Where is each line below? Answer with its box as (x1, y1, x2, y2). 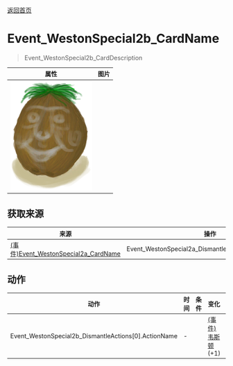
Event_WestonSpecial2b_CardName (7, 31, 220, 46)
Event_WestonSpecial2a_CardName (18, 249, 121, 258)
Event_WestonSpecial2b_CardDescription (24, 53, 143, 62)
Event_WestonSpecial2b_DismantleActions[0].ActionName (10, 331, 178, 340)
